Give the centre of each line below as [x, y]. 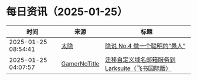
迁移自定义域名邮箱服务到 [140, 60]
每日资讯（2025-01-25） [67, 12]
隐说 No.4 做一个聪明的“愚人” [145, 46]
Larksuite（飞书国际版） [138, 68]
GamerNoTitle [80, 63]
